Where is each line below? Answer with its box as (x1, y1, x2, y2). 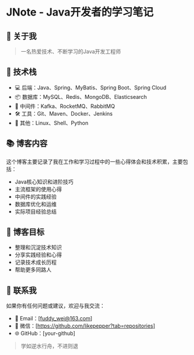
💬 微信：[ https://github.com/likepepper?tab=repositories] (14, 322, 155, 329)
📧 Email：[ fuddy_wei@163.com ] (14, 315, 93, 322)
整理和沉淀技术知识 (14, 244, 62, 251)
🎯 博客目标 (6, 227, 44, 237)
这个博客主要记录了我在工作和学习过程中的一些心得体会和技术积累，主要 (6, 158, 183, 165)
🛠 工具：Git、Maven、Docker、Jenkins (14, 110, 113, 117)
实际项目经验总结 (14, 208, 57, 215)
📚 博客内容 (6, 138, 48, 149)
